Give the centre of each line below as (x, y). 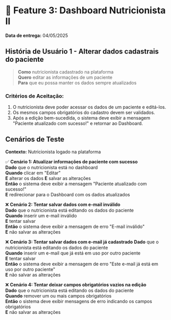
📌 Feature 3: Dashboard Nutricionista (86, 10)
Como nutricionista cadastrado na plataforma (66, 72)
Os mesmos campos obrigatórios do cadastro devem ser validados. (84, 112)
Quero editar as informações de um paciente (65, 77)
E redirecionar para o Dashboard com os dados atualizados (68, 194)
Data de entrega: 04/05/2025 (37, 35)
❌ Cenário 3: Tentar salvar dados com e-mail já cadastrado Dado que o (82, 242)
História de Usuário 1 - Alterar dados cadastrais (82, 51)
